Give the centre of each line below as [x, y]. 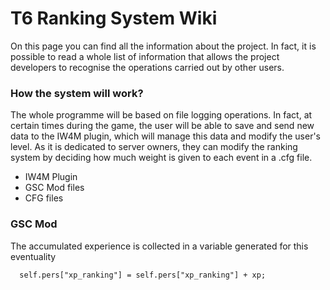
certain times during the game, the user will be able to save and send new [162, 126]
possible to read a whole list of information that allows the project [145, 56]
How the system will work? [77, 93]
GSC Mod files [54, 188]
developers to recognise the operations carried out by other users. [147, 67]
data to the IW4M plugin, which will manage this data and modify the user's [165, 136]
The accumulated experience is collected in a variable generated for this [159, 246]
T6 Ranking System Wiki [114, 18]
